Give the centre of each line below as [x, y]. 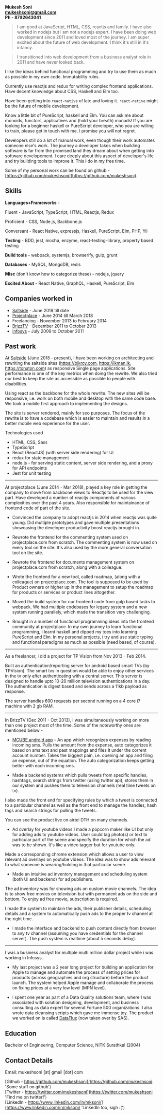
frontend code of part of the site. [38, 508]
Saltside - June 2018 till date [41, 310]
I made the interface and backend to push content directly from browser [84, 928]
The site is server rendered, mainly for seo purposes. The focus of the [75, 413]
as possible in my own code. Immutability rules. [52, 77]
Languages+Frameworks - [33, 203]
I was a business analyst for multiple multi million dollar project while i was [79, 953]
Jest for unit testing [32, 473]
